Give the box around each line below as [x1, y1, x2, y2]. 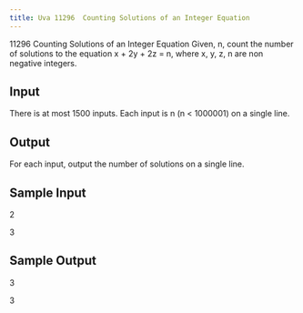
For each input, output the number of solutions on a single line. [9, 158, 245, 169]
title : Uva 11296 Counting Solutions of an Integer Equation [9, 13, 250, 23]
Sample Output [9, 253, 97, 268]
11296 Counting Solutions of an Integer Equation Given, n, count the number [9, 38, 294, 49]
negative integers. [9, 57, 77, 68]
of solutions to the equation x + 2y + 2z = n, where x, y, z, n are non [9, 47, 264, 59]
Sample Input [9, 185, 86, 200]
